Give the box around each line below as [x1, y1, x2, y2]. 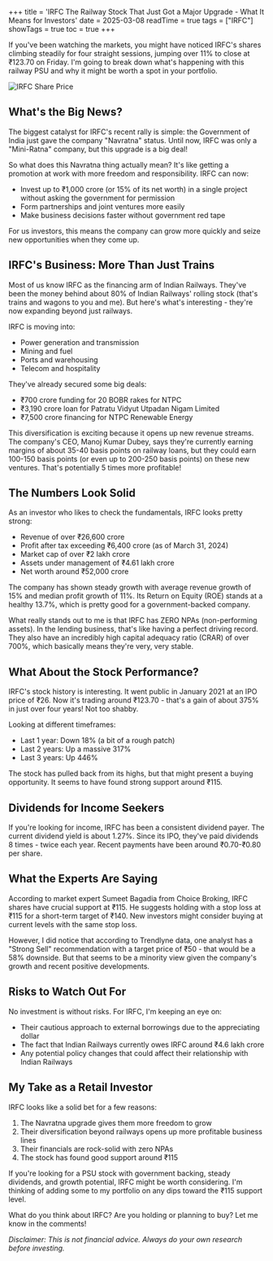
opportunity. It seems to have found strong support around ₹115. [8, 777, 223, 787]
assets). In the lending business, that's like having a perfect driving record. [8, 624, 258, 634]
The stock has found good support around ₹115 [19, 1152, 179, 1162]
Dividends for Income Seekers [8, 801, 165, 815]
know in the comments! [8, 1219, 87, 1228]
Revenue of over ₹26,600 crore [19, 532, 125, 542]
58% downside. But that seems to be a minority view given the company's [8, 952, 258, 962]
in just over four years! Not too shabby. [8, 704, 139, 714]
